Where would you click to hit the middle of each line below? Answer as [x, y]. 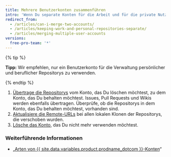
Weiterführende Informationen [44, 138]
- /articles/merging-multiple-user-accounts [58, 34]
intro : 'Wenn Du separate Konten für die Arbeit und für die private [81, 15]
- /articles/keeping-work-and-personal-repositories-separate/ [78, 29]
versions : [16, 39]
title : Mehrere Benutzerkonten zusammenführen [55, 10]
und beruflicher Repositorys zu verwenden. [51, 73]
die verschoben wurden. [38, 119]
